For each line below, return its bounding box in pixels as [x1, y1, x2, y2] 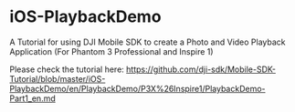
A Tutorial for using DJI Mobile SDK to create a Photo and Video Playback [9, 36, 286, 47]
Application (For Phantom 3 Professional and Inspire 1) [9, 46, 214, 56]
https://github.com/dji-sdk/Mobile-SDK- [126, 64, 277, 75]
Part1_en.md [9, 93, 57, 104]
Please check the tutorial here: [9, 64, 125, 75]
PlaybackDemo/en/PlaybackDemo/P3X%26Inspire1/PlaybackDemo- [9, 83, 266, 94]
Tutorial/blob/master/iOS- [9, 73, 106, 84]
